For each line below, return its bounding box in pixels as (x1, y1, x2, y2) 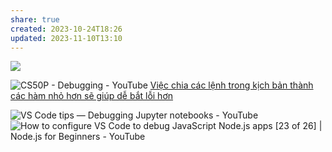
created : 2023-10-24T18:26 (10, 24, 123, 34)
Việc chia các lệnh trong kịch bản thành (149, 79, 314, 91)
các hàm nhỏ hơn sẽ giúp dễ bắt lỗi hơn (10, 90, 174, 102)
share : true (10, 14, 60, 25)
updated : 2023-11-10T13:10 (10, 33, 123, 43)
